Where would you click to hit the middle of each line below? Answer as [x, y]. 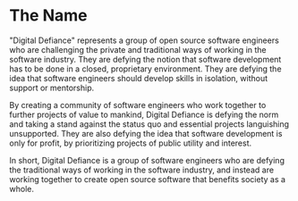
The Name [48, 16]
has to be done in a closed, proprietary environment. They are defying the [145, 69]
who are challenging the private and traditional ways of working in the [138, 49]
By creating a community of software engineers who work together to [138, 105]
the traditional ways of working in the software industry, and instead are [142, 170]
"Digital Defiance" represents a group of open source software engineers [144, 40]
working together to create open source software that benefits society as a [148, 179]
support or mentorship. [52, 88]
